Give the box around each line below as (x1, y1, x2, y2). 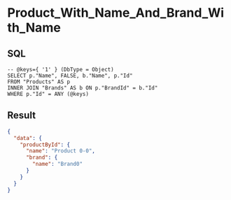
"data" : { (13, 134, 42, 141)
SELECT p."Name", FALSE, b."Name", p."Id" (7, 72, 133, 79)
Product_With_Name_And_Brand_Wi (7, 5, 225, 21)
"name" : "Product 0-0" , (25, 148, 96, 155)
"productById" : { (20, 141, 71, 148)
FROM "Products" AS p (7, 78, 71, 85)
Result (7, 110, 36, 122)
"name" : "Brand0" (32, 161, 83, 168)
